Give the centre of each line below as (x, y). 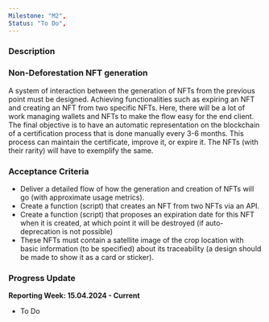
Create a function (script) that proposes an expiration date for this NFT (137, 215)
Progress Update (42, 278)
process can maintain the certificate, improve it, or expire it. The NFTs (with (134, 142)
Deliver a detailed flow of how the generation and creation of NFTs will (137, 189)
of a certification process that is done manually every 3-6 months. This (126, 133)
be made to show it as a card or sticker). (87, 258)
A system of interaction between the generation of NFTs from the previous (132, 90)
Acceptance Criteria (49, 171)
